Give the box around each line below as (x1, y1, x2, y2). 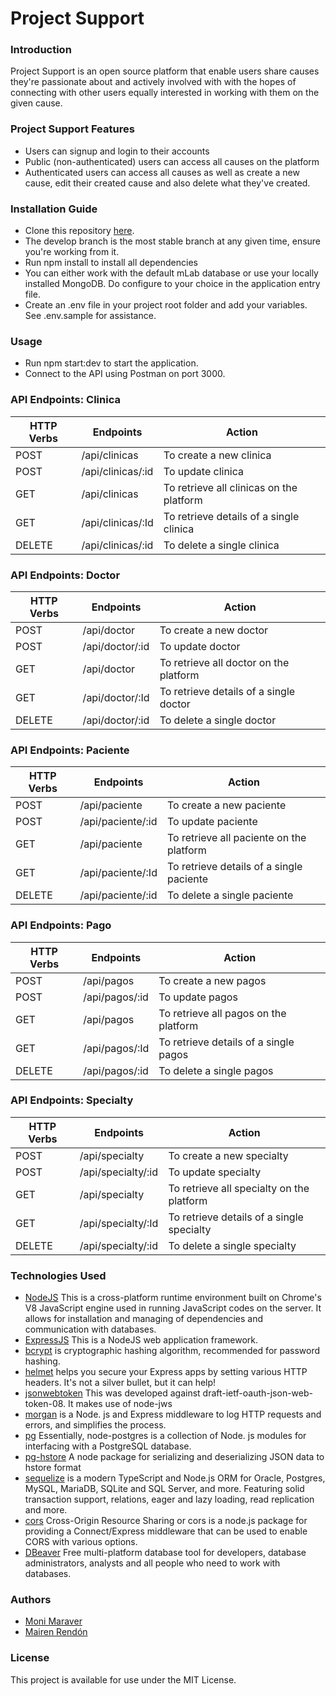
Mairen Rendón (24, 1626, 88, 1638)
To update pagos (158, 990, 238, 1004)
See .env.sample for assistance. (24, 310, 157, 322)
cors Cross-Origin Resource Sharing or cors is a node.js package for (24, 1515, 308, 1527)
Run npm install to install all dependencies (24, 257, 198, 269)
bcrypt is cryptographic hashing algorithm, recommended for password (24, 1345, 321, 1357)
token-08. (24, 1398, 67, 1410)
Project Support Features (10, 122, 135, 136)
